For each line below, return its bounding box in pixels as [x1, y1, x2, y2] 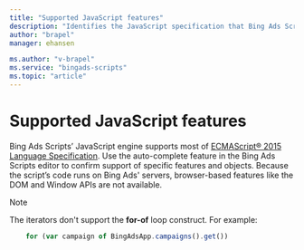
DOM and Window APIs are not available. [9, 178, 163, 190]
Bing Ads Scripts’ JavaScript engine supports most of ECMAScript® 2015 [9, 140, 282, 151]
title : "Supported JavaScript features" [9, 13, 165, 23]
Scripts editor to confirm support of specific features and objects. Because [9, 159, 290, 170]
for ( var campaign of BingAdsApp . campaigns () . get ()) [25, 232, 229, 241]
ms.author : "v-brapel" [9, 55, 95, 64]
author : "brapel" [9, 30, 75, 39]
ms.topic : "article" [9, 72, 88, 82]
